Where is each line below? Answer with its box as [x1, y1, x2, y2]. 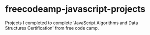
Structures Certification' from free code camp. [5, 25, 99, 31]
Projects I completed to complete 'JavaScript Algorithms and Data [5, 20, 138, 26]
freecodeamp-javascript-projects [5, 3, 146, 15]
